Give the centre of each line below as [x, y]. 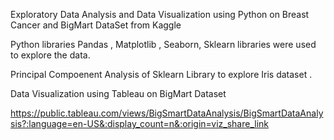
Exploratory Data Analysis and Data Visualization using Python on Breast [160, 14]
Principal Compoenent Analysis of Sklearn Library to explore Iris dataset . [161, 74]
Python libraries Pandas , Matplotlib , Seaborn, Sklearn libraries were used [163, 44]
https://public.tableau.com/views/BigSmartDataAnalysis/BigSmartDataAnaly [167, 113]
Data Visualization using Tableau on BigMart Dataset [118, 93]
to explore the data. [50, 55]
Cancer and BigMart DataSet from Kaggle [96, 25]
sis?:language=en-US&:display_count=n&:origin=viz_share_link [140, 123]
